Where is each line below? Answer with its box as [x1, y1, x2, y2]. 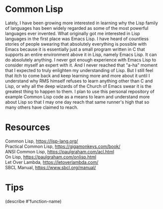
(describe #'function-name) [5, 198, 62, 204]
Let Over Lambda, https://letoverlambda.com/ [5, 159, 99, 165]
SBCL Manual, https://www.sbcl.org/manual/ [5, 164, 96, 170]
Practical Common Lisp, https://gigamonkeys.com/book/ [5, 143, 120, 149]
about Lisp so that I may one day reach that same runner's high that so [5, 99, 150, 105]
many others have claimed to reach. [5, 104, 78, 110]
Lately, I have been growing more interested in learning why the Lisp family [5, 20, 159, 26]
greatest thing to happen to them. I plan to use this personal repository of [5, 88, 155, 94]
